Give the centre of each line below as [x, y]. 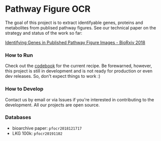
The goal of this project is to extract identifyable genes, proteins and [74, 23]
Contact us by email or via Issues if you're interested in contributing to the [80, 99]
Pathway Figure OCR [48, 9]
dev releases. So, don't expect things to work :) [53, 76]
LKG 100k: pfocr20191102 [37, 133]
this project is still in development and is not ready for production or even [79, 71]
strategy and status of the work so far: [44, 33]
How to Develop [24, 89]
